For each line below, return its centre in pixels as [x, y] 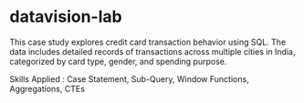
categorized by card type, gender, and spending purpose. [118, 61]
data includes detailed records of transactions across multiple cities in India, [152, 51]
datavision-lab [66, 17]
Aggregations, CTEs [47, 88]
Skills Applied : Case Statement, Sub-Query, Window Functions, [129, 78]
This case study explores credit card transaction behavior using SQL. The [148, 42]
